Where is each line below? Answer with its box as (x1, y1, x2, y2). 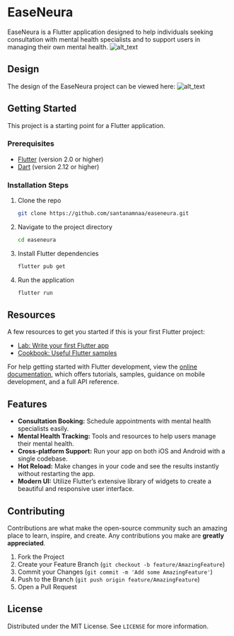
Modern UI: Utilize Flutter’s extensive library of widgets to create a (17, 477, 212, 485)
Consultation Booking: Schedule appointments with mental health (17, 417, 211, 425)
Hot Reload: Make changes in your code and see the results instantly (17, 462, 219, 470)
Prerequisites (7, 139, 54, 149)
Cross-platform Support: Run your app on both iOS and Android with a (17, 447, 226, 456)
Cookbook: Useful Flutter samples (17, 349, 117, 357)
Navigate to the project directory (17, 223, 113, 231)
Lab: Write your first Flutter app (17, 341, 110, 350)
